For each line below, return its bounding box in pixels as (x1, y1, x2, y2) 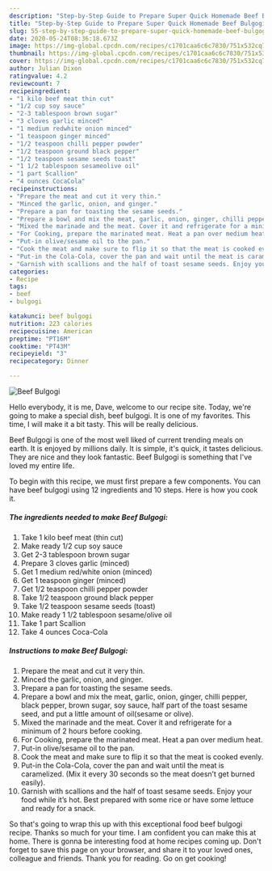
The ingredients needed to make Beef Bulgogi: (9, 512, 169, 522)
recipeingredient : (9, 87, 71, 95)
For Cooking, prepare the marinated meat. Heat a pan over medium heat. (20, 734, 263, 744)
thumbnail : (9, 49, 46, 57)
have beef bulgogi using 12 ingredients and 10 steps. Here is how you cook (9, 485, 258, 494)
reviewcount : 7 (9, 79, 61, 87)
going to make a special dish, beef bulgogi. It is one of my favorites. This (9, 411, 251, 421)
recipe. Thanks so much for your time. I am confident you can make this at (9, 827, 257, 837)
